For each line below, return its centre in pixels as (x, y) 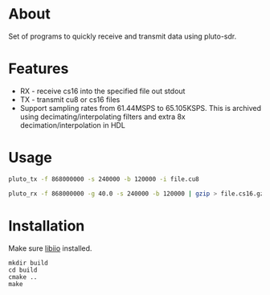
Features (39, 69)
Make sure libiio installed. (50, 248)
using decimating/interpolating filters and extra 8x (103, 117)
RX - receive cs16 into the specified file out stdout (102, 91)
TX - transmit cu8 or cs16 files (70, 99)
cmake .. (23, 277)
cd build (23, 270)
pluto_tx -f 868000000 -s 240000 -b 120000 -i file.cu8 (104, 179)
